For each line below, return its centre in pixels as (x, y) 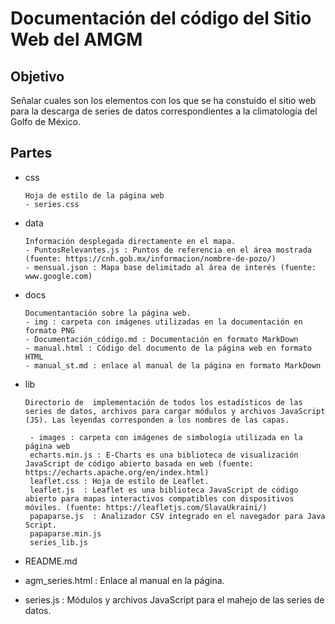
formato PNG (49, 330)
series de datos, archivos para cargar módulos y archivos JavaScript (175, 411)
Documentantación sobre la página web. (108, 313)
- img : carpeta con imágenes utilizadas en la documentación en (163, 322)
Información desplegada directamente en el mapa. (130, 241)
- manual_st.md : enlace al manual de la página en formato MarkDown (173, 365)
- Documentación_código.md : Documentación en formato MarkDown (161, 339)
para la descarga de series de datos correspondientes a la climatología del (164, 111)
